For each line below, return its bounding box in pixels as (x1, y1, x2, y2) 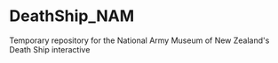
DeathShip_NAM (9, 6, 135, 26)
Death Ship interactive (9, 44, 91, 54)
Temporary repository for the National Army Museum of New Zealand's (9, 35, 270, 45)
